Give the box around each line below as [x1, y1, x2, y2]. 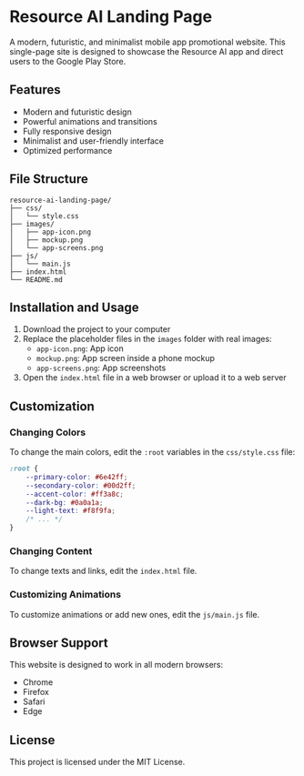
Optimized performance [22, 145, 113, 156]
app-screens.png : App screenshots [35, 362, 167, 374]
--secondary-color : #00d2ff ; [25, 480, 137, 490]
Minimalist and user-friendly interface [22, 135, 164, 146]
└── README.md [9, 275, 64, 284]
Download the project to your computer [22, 324, 171, 335]
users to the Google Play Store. [9, 55, 127, 66]
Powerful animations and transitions [22, 116, 157, 126]
